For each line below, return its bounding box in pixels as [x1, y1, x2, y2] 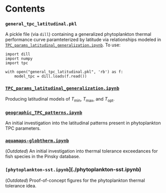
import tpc [5, 61, 28, 66]
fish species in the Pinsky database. [5, 154, 80, 160]
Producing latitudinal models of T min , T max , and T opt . [5, 95, 115, 103]
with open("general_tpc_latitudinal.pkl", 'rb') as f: [5, 69, 123, 75]
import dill [5, 52, 30, 57]
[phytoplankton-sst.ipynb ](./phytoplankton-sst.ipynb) [5, 166, 142, 173]
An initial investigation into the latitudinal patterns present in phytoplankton [5, 120, 161, 126]
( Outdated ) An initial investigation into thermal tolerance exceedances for [5, 148, 158, 154]
